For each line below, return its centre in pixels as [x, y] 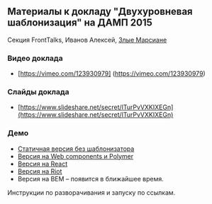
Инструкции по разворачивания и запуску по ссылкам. [91, 192]
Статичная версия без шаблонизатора [76, 149]
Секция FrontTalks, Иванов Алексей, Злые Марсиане [87, 40]
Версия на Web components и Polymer [76, 156]
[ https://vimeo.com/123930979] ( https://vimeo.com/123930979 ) [111, 74]
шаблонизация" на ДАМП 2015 [80, 23]
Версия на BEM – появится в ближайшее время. [91, 178]
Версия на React [43, 164]
